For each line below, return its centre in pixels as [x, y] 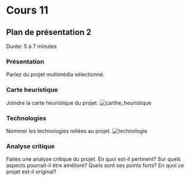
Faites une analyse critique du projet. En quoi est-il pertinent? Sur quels [94, 159]
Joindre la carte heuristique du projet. [52, 103]
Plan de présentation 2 [49, 32]
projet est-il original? [31, 172]
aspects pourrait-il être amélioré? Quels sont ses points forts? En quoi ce [95, 166]
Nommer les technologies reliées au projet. [59, 131]
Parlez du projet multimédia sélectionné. [56, 75]
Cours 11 [27, 10]
